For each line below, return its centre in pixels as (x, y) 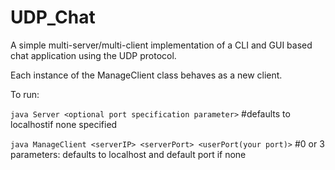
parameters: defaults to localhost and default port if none (128, 154)
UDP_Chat (53, 17)
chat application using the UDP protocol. (93, 55)
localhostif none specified (64, 124)
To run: (25, 94)
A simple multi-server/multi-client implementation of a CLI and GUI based (161, 45)
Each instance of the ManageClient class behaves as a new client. (146, 75)
